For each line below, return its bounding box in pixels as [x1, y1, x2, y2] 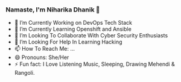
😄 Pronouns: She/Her [14, 54, 69, 61]
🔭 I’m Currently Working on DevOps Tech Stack [14, 19, 132, 27]
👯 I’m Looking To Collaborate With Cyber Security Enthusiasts [14, 32, 168, 39]
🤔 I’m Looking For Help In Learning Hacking [14, 39, 122, 46]
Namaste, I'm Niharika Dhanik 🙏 [5, 5, 100, 14]
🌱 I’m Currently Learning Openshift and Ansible [14, 25, 132, 33]
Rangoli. [14, 69, 35, 77]
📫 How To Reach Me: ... [14, 45, 75, 52]
